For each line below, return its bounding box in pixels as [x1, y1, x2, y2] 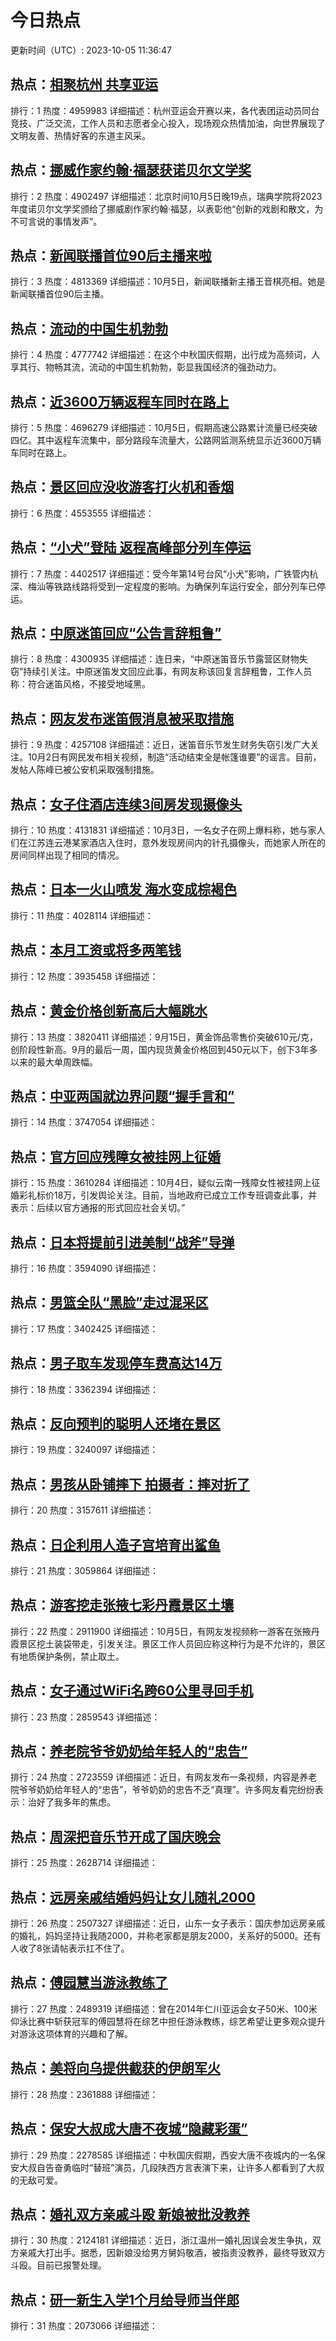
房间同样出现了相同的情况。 [10, 849, 125, 861]
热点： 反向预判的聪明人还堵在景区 [10, 1415, 221, 1432]
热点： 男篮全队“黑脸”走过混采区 [10, 1294, 209, 1311]
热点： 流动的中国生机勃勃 [10, 320, 168, 337]
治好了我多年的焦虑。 [27, 1796, 116, 1808]
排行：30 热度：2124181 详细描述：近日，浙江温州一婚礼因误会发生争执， [10, 2234, 313, 2246]
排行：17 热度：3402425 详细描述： [10, 1322, 159, 1335]
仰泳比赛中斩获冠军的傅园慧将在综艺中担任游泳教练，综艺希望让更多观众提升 [10, 2015, 326, 2027]
